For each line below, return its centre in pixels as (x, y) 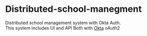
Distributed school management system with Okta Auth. (63, 23)
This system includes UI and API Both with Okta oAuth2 (63, 28)
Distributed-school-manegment (73, 9)
